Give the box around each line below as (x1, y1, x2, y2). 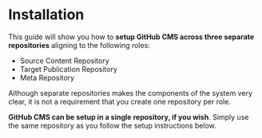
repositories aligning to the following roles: (8, 40, 150, 49)
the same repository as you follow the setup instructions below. (8, 120, 217, 130)
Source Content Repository (19, 56, 109, 65)
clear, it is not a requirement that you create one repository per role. (8, 97, 232, 106)
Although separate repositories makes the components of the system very (8, 88, 253, 97)
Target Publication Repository (19, 64, 118, 73)
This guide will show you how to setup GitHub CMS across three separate (8, 32, 255, 41)
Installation (8, 6, 85, 24)
